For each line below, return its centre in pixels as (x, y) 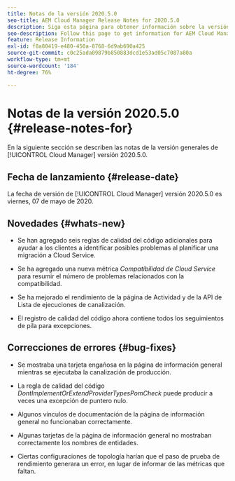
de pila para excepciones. (55, 326)
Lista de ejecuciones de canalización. (71, 305)
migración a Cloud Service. (56, 255)
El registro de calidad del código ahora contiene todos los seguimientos (120, 318)
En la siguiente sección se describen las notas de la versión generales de (113, 147)
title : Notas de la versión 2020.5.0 (62, 14)
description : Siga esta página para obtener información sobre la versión (119, 27)
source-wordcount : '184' (43, 66)
